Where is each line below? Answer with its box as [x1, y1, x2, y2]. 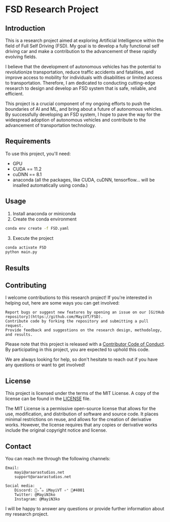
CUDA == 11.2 [12, 166, 42, 172]
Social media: [5, 483, 36, 488]
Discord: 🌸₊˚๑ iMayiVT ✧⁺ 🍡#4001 [14, 488, 85, 493]
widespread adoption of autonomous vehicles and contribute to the [5, 117, 146, 123]
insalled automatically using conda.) [12, 182, 88, 188]
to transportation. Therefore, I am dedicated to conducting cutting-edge [5, 80, 156, 86]
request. [5, 323, 24, 329]
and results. [5, 332, 33, 337]
